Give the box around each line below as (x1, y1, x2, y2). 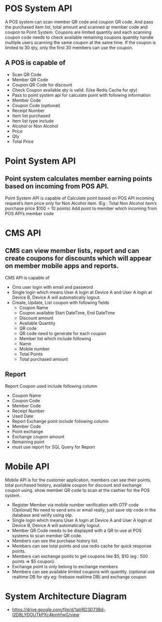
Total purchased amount (19, 356, 68, 362)
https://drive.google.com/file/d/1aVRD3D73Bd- (12, 606, 105, 613)
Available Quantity (19, 320, 56, 326)
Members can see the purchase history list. (12, 538, 99, 544)
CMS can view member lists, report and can (5, 247, 139, 255)
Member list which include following (19, 335, 91, 342)
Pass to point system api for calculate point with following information (12, 92, 151, 98)
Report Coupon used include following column (5, 383, 98, 389)
